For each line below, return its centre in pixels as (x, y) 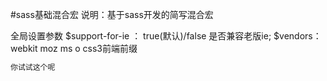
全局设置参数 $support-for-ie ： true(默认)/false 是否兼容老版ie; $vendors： (166, 36)
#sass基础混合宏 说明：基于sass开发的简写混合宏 (112, 14)
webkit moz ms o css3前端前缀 (74, 48)
